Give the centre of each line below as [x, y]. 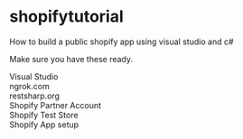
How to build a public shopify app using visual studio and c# [121, 42]
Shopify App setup [44, 125]
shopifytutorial [66, 17]
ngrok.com [29, 86]
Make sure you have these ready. [71, 59]
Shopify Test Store [44, 115]
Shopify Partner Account [56, 105]
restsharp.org [35, 96]
